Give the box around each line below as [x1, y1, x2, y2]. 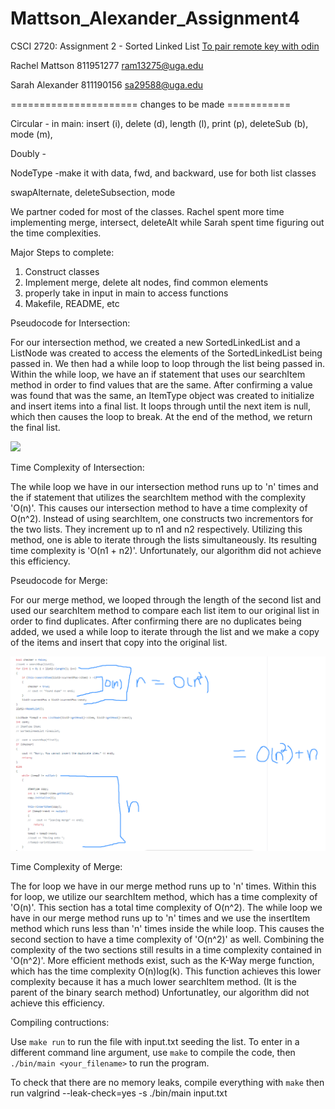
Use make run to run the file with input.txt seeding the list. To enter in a [10, 1035, 300, 1047]
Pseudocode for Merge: [10, 574, 108, 586]
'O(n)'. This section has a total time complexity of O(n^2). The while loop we [10, 901, 323, 913]
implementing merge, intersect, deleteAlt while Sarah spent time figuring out [10, 216, 325, 228]
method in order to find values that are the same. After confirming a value [10, 378, 313, 391]
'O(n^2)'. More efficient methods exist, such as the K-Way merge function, [10, 954, 315, 966]
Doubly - [10, 147, 47, 159]
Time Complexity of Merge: [10, 860, 123, 872]
